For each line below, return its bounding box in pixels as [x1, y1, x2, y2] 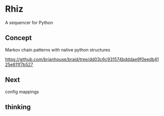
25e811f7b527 [5, 61, 33, 67]
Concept [5, 34, 32, 42]
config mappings [5, 89, 39, 94]
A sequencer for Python [5, 20, 53, 25]
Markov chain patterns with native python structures [5, 46, 111, 52]
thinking [5, 103, 31, 111]
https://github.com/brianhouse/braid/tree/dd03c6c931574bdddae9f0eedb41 [5, 56, 159, 62]
